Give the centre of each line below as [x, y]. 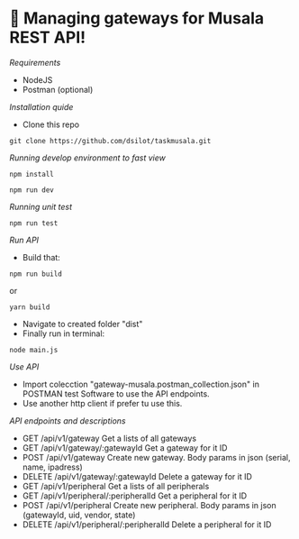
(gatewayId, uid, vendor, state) [79, 515]
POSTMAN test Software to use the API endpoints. [116, 393]
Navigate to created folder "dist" [82, 324]
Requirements [35, 62]
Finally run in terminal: [63, 333]
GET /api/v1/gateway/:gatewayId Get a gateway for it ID [125, 448]
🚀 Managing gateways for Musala [137, 18]
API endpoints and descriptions [68, 420]
